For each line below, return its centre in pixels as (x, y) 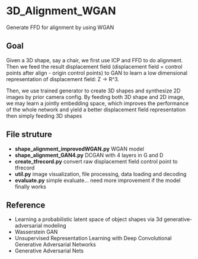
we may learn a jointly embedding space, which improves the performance (98, 103)
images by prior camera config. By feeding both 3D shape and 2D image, (95, 97)
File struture (29, 135)
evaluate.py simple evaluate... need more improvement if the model (98, 180)
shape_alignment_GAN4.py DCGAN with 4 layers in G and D (89, 155)
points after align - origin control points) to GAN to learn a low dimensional (97, 73)
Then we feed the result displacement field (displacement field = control (94, 66)
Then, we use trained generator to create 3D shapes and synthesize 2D (93, 91)
